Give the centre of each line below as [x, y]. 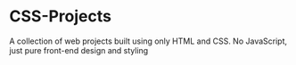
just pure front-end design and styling [79, 50]
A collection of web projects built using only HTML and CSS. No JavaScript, [148, 41]
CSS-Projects [60, 16]
